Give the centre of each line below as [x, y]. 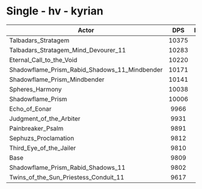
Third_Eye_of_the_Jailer [43, 147]
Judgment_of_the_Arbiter [45, 119]
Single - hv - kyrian [55, 11]
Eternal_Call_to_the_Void [43, 60]
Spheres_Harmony [35, 89]
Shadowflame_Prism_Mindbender [57, 79]
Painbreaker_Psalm [36, 128]
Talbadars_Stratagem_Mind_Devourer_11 [68, 50]
